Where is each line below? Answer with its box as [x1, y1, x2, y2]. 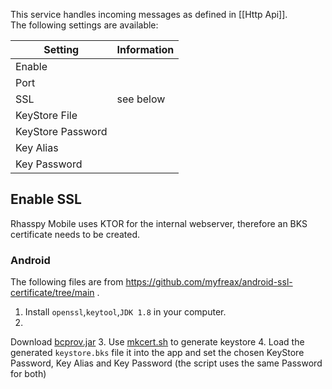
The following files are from [10, 276, 124, 288]
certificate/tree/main [10, 287, 95, 299]
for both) [10, 368, 47, 380]
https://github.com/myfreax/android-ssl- [125, 276, 293, 288]
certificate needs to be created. [10, 228, 141, 240]
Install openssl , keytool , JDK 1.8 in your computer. [24, 306, 227, 318]
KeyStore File [15, 109, 78, 122]
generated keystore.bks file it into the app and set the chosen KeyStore [10, 347, 305, 359]
